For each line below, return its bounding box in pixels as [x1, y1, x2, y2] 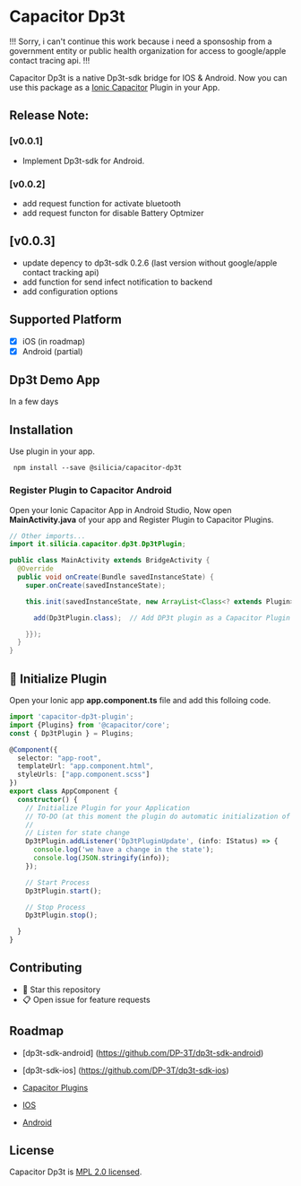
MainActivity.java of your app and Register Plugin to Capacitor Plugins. [9, 514, 274, 525]
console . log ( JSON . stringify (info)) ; [32, 854, 170, 863]
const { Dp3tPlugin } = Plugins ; [9, 728, 134, 737]
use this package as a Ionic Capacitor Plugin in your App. [9, 82, 220, 92]
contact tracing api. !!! [9, 55, 90, 65]
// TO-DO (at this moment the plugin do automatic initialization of [25, 812, 291, 821]
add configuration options [21, 285, 118, 297]
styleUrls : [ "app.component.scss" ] [17, 770, 150, 780]
